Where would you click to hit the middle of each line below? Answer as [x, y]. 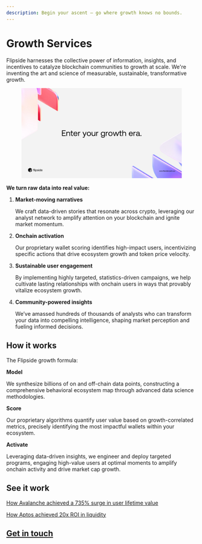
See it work [28, 488]
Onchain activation [40, 236]
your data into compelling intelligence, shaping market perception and [102, 320]
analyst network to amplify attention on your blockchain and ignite [97, 218]
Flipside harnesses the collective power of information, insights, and [91, 60]
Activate [17, 444]
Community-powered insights [54, 302]
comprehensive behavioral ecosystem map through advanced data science [100, 390]
